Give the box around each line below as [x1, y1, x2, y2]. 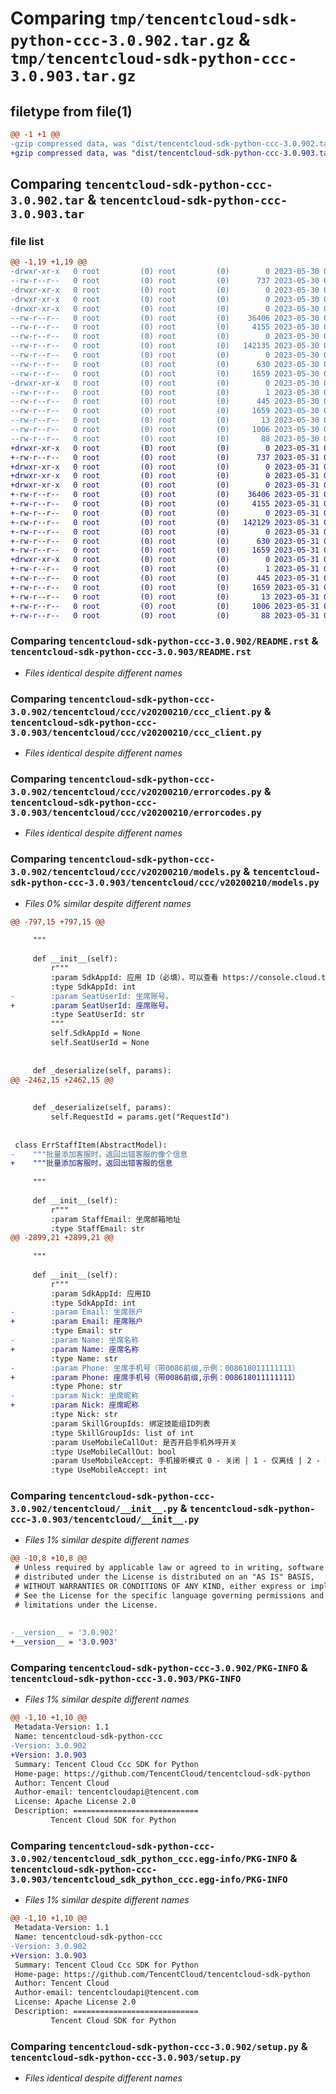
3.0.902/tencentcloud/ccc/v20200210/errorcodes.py [10, 786, 262, 797]
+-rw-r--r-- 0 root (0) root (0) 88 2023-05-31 [10, 610, 320, 621]
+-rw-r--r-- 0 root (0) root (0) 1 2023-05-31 [10, 564, 320, 574]
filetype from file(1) [10, 103, 133, 120]
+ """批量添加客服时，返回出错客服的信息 [10, 1158, 173, 1169]
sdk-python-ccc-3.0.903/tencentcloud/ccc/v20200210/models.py [10, 877, 320, 889]
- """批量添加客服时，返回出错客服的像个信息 [10, 1149, 188, 1159]
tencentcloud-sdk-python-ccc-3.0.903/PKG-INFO [10, 1673, 242, 1685]
